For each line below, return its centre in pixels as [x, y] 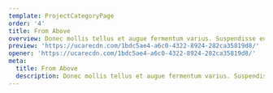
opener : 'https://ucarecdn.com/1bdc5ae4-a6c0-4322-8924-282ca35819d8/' [132, 53]
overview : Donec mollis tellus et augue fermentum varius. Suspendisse [132, 38]
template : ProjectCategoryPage [61, 16]
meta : [17, 61]
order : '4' [27, 23]
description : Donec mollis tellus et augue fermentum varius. [123, 76]
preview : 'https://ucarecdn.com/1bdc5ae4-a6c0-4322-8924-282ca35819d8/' [134, 46]
